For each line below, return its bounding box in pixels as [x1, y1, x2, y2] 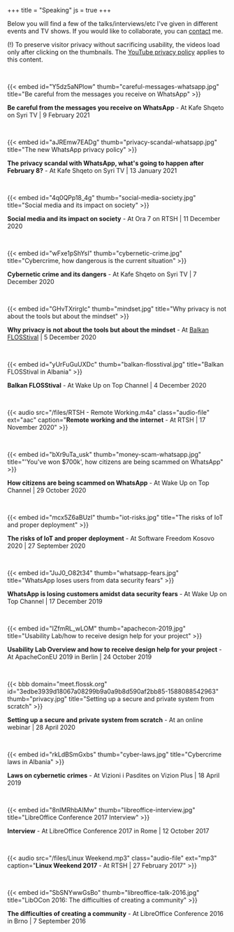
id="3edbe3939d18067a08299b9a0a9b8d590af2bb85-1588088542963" [7, 687, 219, 696]
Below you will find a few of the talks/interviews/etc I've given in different [7, 20, 218, 27]
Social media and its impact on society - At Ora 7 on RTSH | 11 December [7, 215, 221, 223]
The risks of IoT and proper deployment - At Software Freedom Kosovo [7, 535, 215, 542]
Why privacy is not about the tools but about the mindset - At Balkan [7, 325, 210, 334]
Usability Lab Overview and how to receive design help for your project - [7, 645, 222, 654]
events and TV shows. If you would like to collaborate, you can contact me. [7, 27, 224, 35]
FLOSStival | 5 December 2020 [7, 333, 96, 341]
